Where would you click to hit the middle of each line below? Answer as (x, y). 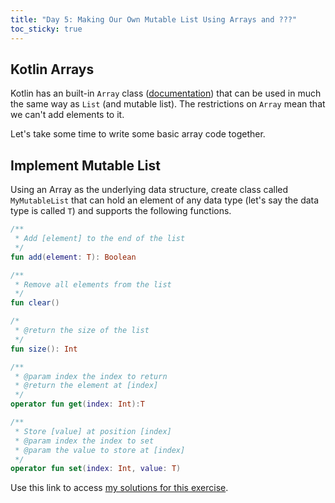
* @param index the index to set (84, 441)
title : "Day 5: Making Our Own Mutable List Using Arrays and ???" (154, 19)
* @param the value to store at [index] (100, 450)
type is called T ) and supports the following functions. (121, 211)
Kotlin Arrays (52, 69)
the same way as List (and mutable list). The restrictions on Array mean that (168, 104)
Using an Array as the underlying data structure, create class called (149, 190)
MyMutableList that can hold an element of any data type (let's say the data (165, 200)
